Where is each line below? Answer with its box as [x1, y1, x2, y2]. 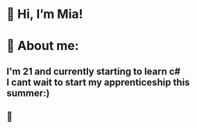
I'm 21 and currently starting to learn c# [6, 65, 181, 77]
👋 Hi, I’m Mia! [6, 6, 83, 22]
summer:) [6, 87, 50, 99]
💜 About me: [6, 38, 79, 54]
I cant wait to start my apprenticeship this [6, 76, 190, 88]
